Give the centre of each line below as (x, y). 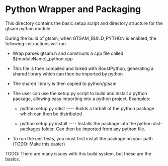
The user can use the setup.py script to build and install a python (80, 93)
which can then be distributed (51, 114)
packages (30, 129)
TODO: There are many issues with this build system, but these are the (78, 153)
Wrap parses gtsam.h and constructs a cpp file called (68, 53)
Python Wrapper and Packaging (73, 9)
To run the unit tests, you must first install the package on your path (82, 138)
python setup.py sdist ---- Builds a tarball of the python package (87, 108)
